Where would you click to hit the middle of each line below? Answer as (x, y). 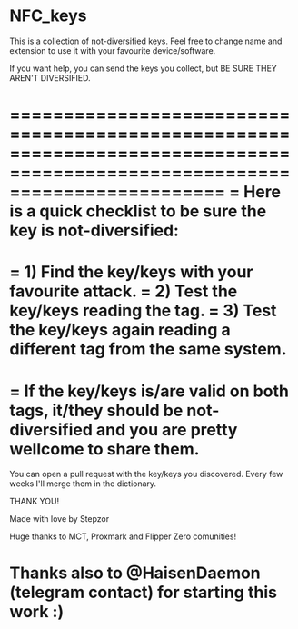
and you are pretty (167, 429)
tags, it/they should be (96, 410)
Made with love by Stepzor (60, 519)
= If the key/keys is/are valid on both (149, 391)
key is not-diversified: (94, 230)
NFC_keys (48, 16)
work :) (37, 612)
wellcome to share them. (104, 449)
